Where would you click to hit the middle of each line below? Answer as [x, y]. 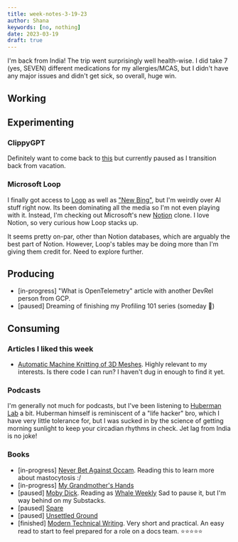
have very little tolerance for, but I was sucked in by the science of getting [115, 421]
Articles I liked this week [50, 348]
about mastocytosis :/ [49, 477]
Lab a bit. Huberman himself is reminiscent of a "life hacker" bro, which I [114, 413]
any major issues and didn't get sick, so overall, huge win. [92, 76]
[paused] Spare [40, 508]
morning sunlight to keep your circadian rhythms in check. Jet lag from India [119, 429]
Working [27, 98]
